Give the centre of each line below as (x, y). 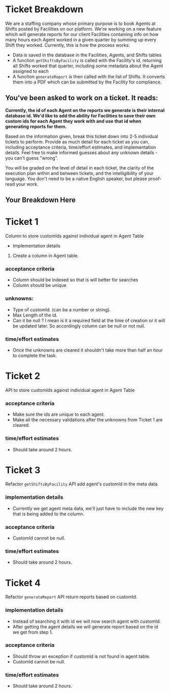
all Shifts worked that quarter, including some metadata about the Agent (88, 66)
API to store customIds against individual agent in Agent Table (70, 390)
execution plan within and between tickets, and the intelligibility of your (79, 173)
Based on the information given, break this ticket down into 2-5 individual (82, 136)
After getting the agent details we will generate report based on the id (85, 626)
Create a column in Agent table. (46, 256)
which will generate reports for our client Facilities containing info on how (82, 34)
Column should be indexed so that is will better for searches (75, 280)
